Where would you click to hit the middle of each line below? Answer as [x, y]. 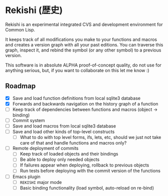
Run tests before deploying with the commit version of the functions [90, 171]
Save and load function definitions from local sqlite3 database [76, 98]
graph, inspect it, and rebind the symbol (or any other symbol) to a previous [83, 50]
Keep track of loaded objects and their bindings [69, 154]
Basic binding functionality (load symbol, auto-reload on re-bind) [87, 187]
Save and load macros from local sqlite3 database [64, 126]
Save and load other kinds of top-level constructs [63, 132]
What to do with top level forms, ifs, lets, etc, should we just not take [91, 137]
